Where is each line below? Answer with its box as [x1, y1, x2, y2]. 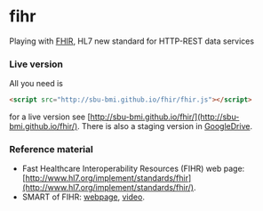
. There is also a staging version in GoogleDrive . [76, 121, 253, 132]
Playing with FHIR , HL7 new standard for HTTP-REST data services [9, 36, 255, 46]
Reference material [9, 143, 93, 156]
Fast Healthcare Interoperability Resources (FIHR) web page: [21, 163, 245, 174]
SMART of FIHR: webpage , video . [21, 191, 145, 202]
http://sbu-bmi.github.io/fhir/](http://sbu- [90, 111, 240, 122]
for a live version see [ [9, 111, 91, 122]
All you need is [9, 78, 64, 89]
